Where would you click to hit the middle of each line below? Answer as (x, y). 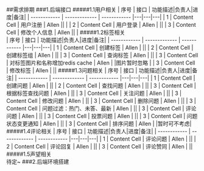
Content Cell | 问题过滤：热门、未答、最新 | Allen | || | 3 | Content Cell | (95, 108)
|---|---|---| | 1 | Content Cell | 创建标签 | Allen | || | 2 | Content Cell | (108, 47)
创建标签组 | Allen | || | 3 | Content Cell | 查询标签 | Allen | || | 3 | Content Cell (102, 55)
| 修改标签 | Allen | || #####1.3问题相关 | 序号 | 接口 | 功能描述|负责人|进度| (99, 70)
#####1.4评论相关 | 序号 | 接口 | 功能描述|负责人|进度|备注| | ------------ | (98, 131)
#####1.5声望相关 (29, 154)
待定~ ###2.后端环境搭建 (38, 162)
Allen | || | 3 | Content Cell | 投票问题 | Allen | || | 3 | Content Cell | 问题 (110, 116)
